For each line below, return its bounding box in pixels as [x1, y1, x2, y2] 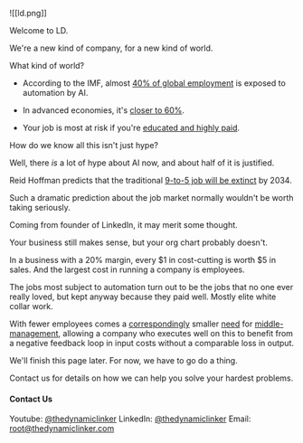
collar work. [9, 301, 54, 311]
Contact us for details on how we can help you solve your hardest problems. [9, 372, 294, 383]
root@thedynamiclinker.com [9, 423, 115, 434]
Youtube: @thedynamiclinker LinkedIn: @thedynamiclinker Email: [9, 413, 251, 424]
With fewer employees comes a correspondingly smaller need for [9, 318, 253, 329]
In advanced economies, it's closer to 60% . [22, 105, 185, 116]
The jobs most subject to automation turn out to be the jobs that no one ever [9, 282, 294, 292]
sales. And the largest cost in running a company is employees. [9, 264, 246, 275]
